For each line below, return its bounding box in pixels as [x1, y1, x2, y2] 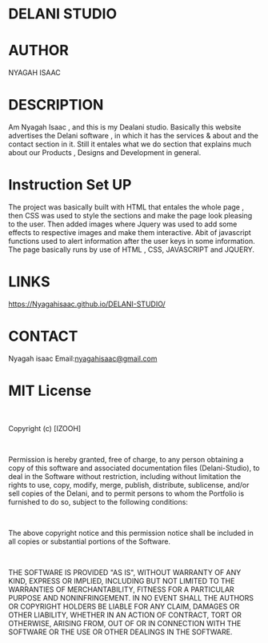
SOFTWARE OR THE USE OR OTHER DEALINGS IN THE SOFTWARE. [8, 627, 233, 637]
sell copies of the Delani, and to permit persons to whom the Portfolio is [8, 489, 245, 498]
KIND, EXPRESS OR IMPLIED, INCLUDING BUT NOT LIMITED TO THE [8, 576, 235, 585]
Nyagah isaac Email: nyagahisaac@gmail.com [8, 353, 158, 363]
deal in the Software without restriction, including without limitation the [8, 471, 242, 481]
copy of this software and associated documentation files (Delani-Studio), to [8, 463, 260, 473]
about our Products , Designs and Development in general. [8, 148, 202, 158]
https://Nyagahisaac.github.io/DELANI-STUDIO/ [8, 299, 166, 309]
